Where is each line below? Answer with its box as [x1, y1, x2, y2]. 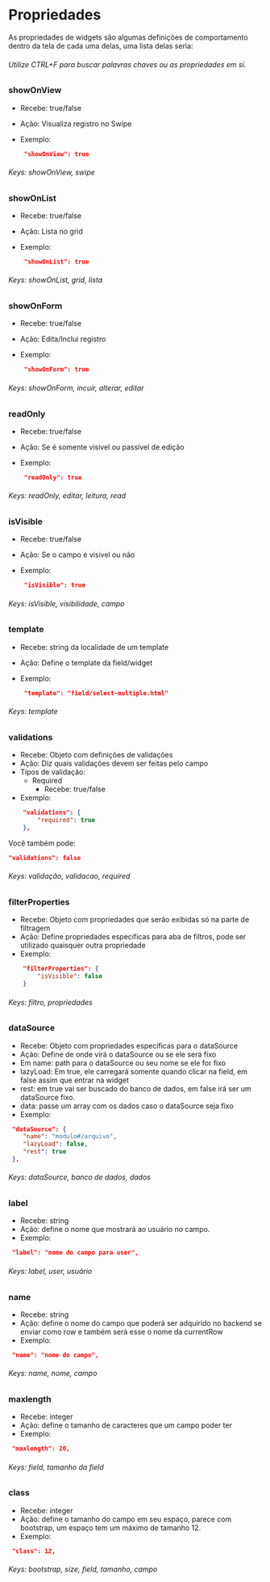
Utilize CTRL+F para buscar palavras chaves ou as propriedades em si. [8, 59, 247, 70]
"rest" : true [23, 1148, 67, 1156]
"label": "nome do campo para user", [11, 1249, 139, 1257]
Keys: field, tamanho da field [8, 1462, 105, 1472]
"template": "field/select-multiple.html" [23, 689, 169, 697]
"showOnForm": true [23, 365, 89, 373]
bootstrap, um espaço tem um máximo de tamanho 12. [19, 1522, 201, 1533]
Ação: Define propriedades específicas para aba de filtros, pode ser [19, 932, 247, 942]
